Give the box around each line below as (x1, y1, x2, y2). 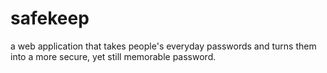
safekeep (10, 7, 90, 30)
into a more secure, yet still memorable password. (10, 50, 217, 62)
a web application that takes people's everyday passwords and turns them (10, 40, 317, 52)
